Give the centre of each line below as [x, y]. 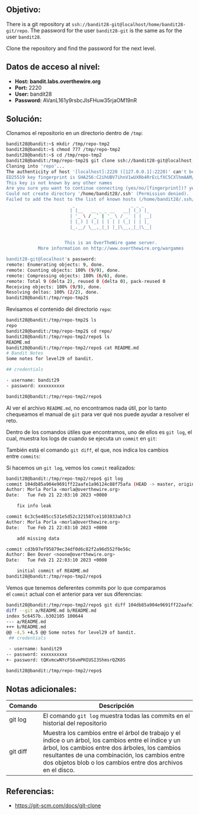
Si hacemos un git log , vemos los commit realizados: [71, 468]
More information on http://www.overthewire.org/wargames [111, 248]
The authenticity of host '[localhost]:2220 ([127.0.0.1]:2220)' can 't [96, 172]
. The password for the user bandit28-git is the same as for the [105, 30]
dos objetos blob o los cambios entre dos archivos [113, 763]
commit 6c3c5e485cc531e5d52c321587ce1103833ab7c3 [69, 517]
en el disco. [59, 770]
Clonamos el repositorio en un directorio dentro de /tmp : [75, 133]
